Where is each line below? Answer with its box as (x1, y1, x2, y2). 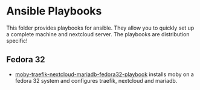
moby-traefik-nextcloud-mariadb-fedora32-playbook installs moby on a (15, 71, 195, 78)
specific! (6, 37, 28, 44)
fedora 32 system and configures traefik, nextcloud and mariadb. (15, 77, 178, 84)
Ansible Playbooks (6, 4, 102, 18)
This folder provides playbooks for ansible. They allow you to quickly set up (6, 24, 195, 31)
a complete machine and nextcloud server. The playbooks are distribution (6, 30, 190, 37)
